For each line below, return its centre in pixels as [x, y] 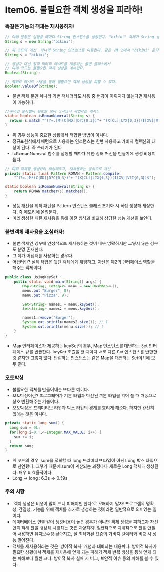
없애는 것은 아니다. [30, 414]
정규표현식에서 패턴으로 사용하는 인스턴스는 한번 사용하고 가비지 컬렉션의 [81, 141]
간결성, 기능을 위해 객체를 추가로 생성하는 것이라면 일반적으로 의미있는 [85, 509]
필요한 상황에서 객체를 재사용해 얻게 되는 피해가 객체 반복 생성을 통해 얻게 [82, 552]
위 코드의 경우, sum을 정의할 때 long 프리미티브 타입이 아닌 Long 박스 [78, 461]
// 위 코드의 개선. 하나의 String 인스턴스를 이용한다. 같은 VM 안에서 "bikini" [77, 50]
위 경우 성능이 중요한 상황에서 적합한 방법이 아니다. [60, 135]
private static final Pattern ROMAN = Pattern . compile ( [63, 173]
